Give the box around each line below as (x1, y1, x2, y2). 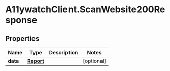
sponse (5, 14, 38, 26)
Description (49, 49, 78, 56)
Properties (5, 34, 40, 43)
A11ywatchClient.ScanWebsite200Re (5, 4, 165, 15)
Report (27, 58, 45, 64)
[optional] (83, 58, 107, 64)
